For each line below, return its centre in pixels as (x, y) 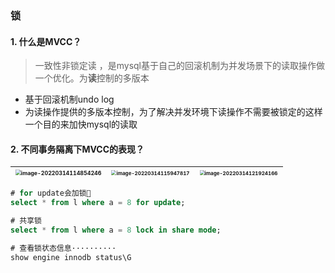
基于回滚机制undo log (69, 99)
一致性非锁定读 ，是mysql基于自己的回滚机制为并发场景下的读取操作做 (180, 66)
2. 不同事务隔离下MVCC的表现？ (77, 149)
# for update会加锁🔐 (51, 193)
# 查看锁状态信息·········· (63, 248)
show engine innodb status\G (71, 257)
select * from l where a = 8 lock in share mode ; (116, 230)
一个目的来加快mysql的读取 (81, 124)
